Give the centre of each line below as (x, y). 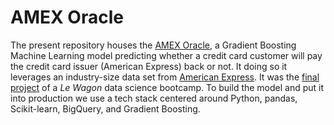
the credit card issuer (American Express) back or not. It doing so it (149, 66)
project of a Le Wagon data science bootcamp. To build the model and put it (167, 87)
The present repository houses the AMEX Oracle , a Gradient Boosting (153, 45)
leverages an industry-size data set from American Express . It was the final (165, 77)
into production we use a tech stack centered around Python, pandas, (154, 98)
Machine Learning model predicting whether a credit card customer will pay (166, 55)
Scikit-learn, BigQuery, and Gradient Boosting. (105, 108)
